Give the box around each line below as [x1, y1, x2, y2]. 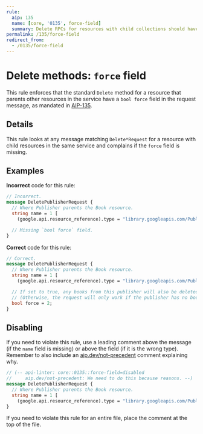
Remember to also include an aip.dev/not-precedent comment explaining [6, 352, 188, 359]
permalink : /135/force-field [6, 32, 80, 38]
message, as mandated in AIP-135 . [6, 101, 92, 109]
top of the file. [6, 421, 41, 428]
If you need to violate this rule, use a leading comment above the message [6, 339, 192, 346]
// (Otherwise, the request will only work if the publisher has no [11, 295, 188, 301]
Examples [6, 166, 44, 176]
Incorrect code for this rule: [6, 182, 76, 189]
